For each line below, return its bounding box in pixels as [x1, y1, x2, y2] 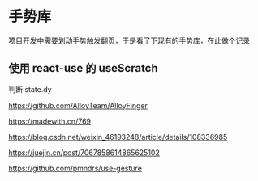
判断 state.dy [8, 84, 52, 94]
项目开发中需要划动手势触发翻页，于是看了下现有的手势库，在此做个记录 [8, 36, 250, 45]
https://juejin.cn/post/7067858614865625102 [8, 147, 160, 158]
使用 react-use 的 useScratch [8, 61, 158, 75]
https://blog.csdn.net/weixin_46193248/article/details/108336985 [8, 132, 228, 141]
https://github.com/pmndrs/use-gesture [8, 163, 142, 173]
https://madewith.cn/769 [8, 116, 92, 126]
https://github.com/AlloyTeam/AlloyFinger [8, 100, 148, 110]
